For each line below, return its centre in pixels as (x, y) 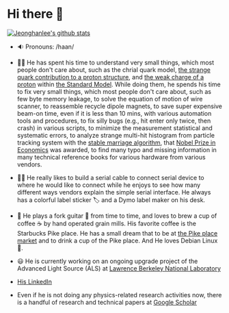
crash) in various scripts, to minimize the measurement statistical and (115, 128)
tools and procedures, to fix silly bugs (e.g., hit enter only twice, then (114, 121)
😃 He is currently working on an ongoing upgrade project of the (107, 261)
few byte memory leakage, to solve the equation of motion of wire (110, 99)
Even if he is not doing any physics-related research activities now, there (119, 295)
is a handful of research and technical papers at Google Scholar (107, 302)
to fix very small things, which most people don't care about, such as (114, 91)
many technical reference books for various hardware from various (111, 157)
